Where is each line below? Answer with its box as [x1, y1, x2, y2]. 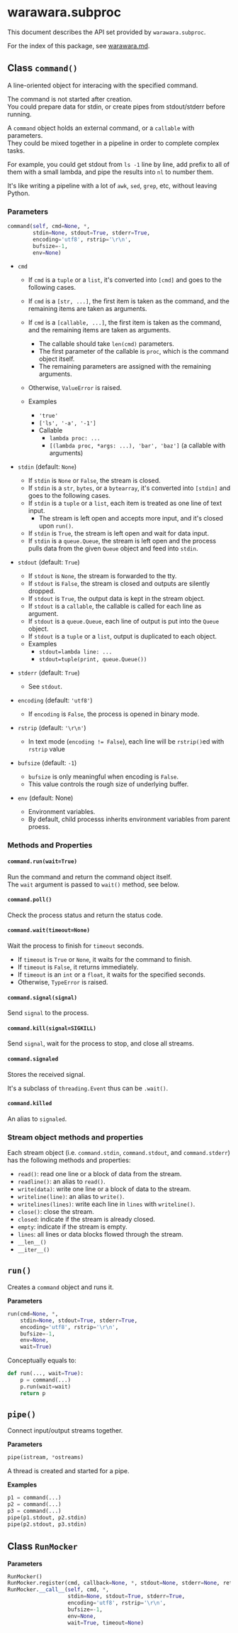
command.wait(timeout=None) [7, 927, 91, 934]
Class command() [7, 62, 78, 75]
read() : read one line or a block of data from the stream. [17, 1170, 182, 1178]
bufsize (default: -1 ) [17, 759, 77, 767]
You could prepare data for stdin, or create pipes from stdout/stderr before [7, 102, 225, 111]
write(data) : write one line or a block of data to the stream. [17, 1185, 191, 1193]
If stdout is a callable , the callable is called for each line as [28, 602, 202, 611]
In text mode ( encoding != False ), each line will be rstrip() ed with [28, 737, 225, 746]
